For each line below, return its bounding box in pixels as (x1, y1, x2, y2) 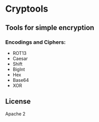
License (5, 97, 31, 106)
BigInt (12, 66, 25, 72)
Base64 (12, 77, 29, 83)
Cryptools (5, 3, 48, 15)
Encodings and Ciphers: (5, 39, 66, 46)
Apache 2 (5, 110, 26, 117)
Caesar (12, 55, 28, 62)
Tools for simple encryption (5, 23, 94, 32)
